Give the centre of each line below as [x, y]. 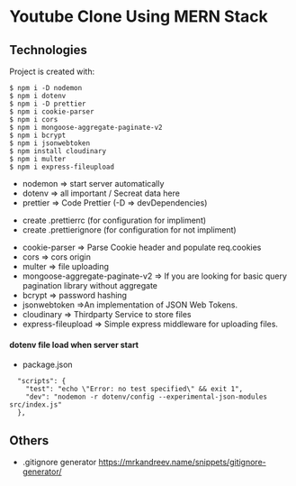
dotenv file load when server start [74, 344]
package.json [48, 365]
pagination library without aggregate [90, 285]
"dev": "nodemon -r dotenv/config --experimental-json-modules [147, 397]
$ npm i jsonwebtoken [50, 143]
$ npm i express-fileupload [62, 167]
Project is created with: [52, 71]
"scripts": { [42, 381]
